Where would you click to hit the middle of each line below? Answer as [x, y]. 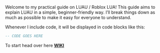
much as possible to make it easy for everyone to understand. [68, 17]
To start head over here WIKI [35, 45]
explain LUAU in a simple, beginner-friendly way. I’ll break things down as [80, 12]
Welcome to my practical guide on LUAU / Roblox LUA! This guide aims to [80, 7]
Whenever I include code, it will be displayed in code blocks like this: [75, 27]
